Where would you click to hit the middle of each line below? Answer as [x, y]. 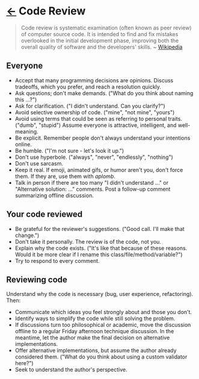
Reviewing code [37, 279]
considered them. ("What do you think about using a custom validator [101, 357]
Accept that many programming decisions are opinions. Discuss [94, 80]
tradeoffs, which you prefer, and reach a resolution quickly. [88, 87]
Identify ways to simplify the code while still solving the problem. [95, 319]
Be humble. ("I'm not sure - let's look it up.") [69, 150]
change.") [27, 235]
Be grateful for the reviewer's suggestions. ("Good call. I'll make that [99, 229]
